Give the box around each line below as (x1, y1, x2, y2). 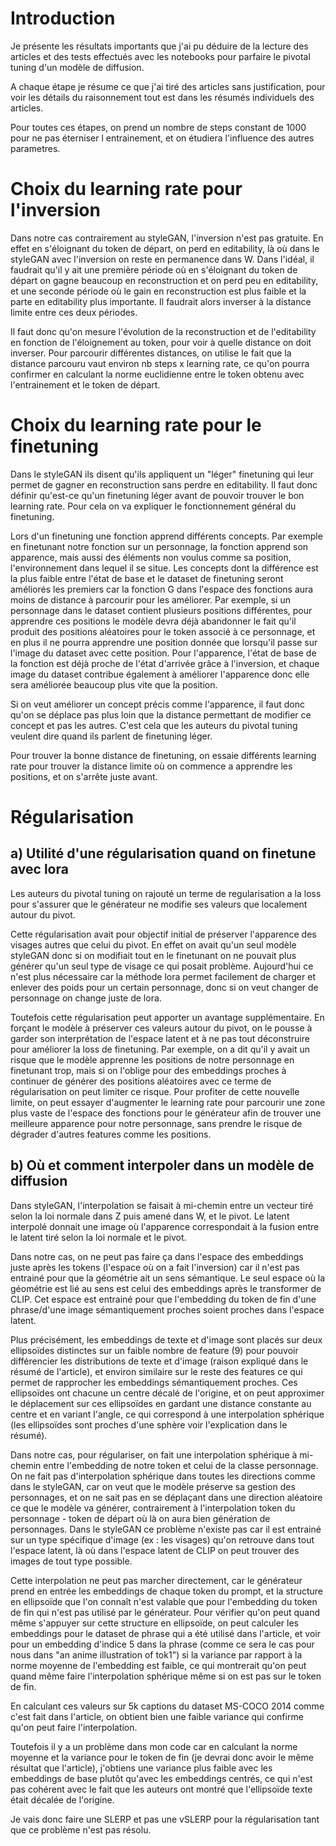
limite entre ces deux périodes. (10, 306, 138, 318)
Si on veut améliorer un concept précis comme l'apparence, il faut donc (10, 698, 306, 710)
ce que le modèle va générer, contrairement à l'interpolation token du (10, 1502, 296, 1514)
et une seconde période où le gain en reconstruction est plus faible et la (10, 285, 307, 297)
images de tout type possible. (10, 1555, 133, 1567)
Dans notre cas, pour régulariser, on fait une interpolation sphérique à (10, 1448, 298, 1461)
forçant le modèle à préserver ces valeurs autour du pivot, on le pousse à (10, 1022, 313, 1034)
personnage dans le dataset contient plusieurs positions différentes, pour (10, 604, 313, 616)
